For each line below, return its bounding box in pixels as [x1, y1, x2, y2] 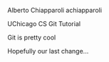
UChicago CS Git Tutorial [7, 20, 81, 27]
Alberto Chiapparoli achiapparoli [7, 6, 102, 14]
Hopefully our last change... [7, 47, 89, 55]
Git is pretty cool [7, 33, 56, 42]
